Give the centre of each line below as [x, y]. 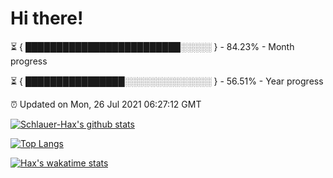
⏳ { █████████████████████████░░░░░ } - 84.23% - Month [152, 46]
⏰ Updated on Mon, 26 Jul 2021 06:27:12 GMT [106, 104]
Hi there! [47, 18]
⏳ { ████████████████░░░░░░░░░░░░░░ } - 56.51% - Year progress [167, 81]
